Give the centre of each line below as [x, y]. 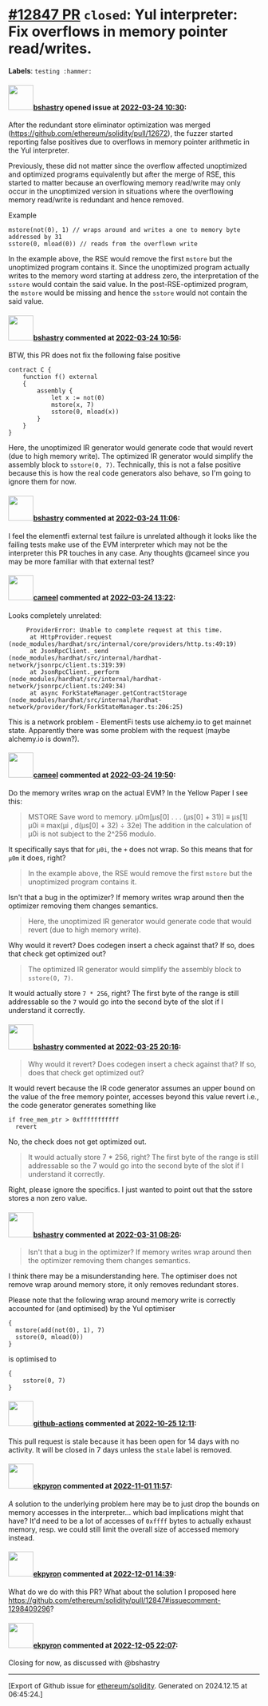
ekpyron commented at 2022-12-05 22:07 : [106, 1645]
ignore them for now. [43, 482]
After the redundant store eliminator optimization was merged [110, 125]
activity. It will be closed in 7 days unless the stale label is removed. [120, 1449]
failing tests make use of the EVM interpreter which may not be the [118, 544]
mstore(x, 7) [72, 405]
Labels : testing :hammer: [50, 70]
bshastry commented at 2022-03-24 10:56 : [107, 337]
